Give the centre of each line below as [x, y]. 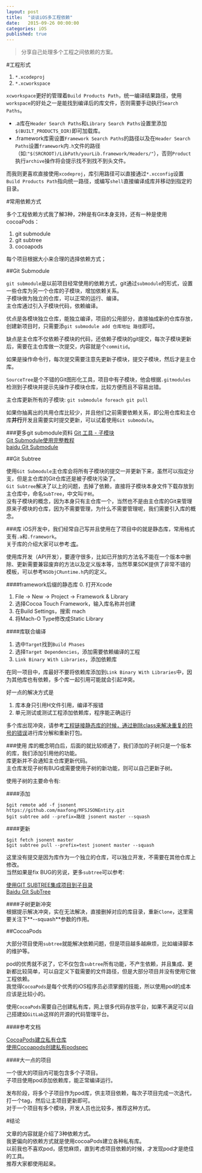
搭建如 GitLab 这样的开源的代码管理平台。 [62, 1014]
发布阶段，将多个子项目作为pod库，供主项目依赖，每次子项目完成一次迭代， [101, 1093]
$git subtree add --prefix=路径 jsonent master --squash [78, 817]
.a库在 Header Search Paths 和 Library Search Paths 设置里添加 [91, 123]
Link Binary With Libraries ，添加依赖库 [66, 659]
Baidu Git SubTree [29, 892]
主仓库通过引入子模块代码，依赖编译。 [54, 306]
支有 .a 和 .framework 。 [33, 537]
